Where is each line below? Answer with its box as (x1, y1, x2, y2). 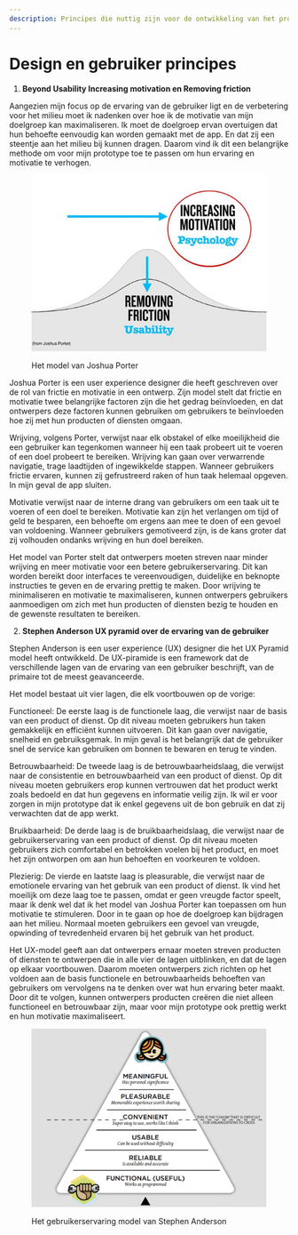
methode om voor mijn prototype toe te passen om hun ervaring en (9, 148, 255, 158)
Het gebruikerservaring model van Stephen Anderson (31, 1216, 227, 1227)
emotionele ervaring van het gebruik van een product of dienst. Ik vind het (9, 880, 281, 891)
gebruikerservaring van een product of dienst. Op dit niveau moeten (9, 834, 259, 845)
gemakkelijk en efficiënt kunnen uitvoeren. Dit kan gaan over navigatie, (9, 725, 269, 735)
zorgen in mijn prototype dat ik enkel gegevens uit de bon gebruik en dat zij (9, 798, 286, 809)
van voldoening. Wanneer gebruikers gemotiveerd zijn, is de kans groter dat (9, 525, 286, 535)
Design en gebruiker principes (9, 53, 237, 74)
